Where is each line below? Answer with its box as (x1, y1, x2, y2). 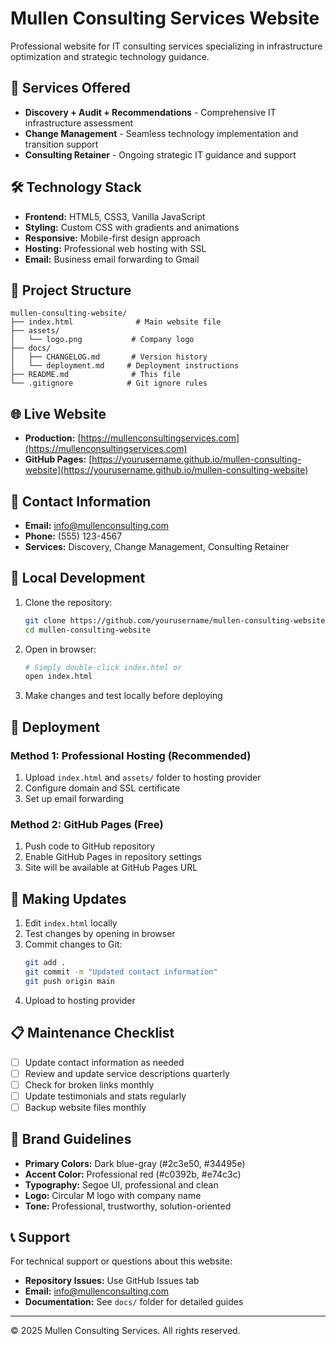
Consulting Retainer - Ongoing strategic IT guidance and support (24, 148, 297, 161)
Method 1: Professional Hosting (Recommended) (10, 748, 252, 762)
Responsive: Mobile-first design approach (24, 232, 201, 244)
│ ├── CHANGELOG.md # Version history (10, 352, 208, 362)
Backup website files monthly (24, 1101, 147, 1113)
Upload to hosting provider (24, 994, 136, 1006)
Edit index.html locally (24, 917, 118, 929)
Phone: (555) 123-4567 (24, 530, 123, 542)
